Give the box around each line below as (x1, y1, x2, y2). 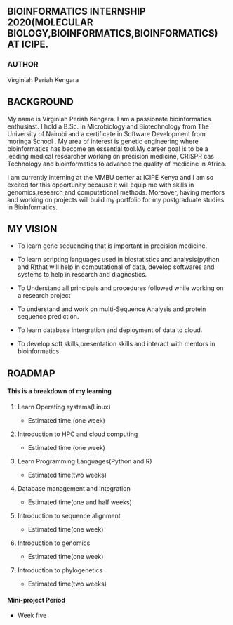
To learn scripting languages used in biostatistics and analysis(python (17, 256, 220, 264)
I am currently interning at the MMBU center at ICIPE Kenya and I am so (7, 173, 214, 181)
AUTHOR (7, 60, 39, 70)
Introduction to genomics (17, 539, 91, 547)
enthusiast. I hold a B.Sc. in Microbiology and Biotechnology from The (7, 122, 209, 131)
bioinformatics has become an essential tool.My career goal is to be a (7, 144, 208, 153)
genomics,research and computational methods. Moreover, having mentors (7, 187, 225, 196)
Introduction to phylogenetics (17, 565, 103, 574)
